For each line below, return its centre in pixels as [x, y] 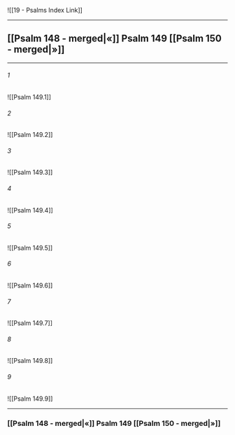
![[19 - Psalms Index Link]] [45, 10]
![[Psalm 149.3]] [30, 172]
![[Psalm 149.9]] [30, 399]
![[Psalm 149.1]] [29, 97]
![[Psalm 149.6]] [30, 285]
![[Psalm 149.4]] [30, 210]
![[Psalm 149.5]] [30, 248]
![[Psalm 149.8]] [30, 361]
